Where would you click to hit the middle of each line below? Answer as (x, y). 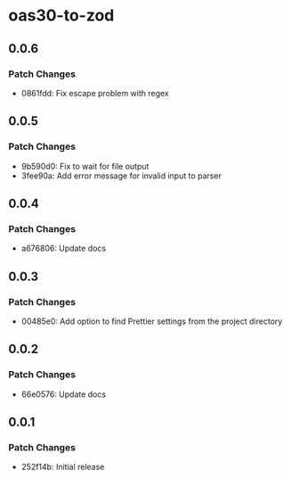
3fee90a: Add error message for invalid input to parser (121, 176)
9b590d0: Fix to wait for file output (85, 166)
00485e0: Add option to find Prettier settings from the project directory (152, 321)
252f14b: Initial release (63, 467)
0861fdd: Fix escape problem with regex (95, 93)
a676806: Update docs (64, 248)
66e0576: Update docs (64, 394)
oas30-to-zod (61, 16)
